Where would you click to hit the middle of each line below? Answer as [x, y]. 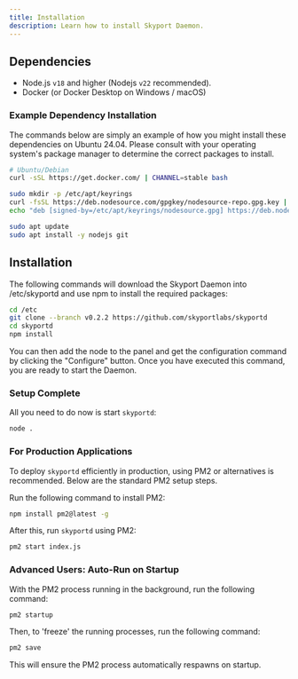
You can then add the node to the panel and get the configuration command [148, 351]
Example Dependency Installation [83, 115]
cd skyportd [31, 326]
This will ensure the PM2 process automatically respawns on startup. [135, 665]
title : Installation [47, 17]
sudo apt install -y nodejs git [69, 235]
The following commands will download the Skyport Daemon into [128, 284]
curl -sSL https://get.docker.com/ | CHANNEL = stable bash [118, 178]
